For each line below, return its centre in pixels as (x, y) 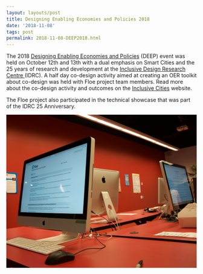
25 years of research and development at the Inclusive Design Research (96, 69)
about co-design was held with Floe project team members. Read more (95, 82)
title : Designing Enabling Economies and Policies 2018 (78, 19)
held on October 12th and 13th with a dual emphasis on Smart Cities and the (101, 63)
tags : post (20, 32)
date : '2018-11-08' (31, 25)
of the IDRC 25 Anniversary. (41, 106)
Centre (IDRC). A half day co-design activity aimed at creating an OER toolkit (101, 75)
